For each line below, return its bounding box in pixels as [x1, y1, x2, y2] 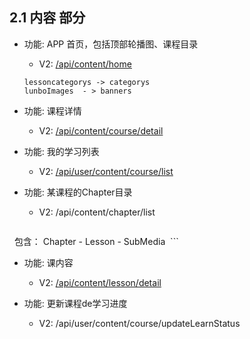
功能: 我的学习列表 [23, 145, 100, 157]
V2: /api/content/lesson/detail [38, 276, 162, 288]
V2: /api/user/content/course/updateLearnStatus [38, 317, 241, 329]
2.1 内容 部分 [9, 9, 86, 27]
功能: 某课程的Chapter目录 [23, 186, 133, 198]
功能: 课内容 [23, 256, 74, 268]
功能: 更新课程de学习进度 [23, 297, 128, 309]
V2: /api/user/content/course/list [38, 165, 174, 177]
